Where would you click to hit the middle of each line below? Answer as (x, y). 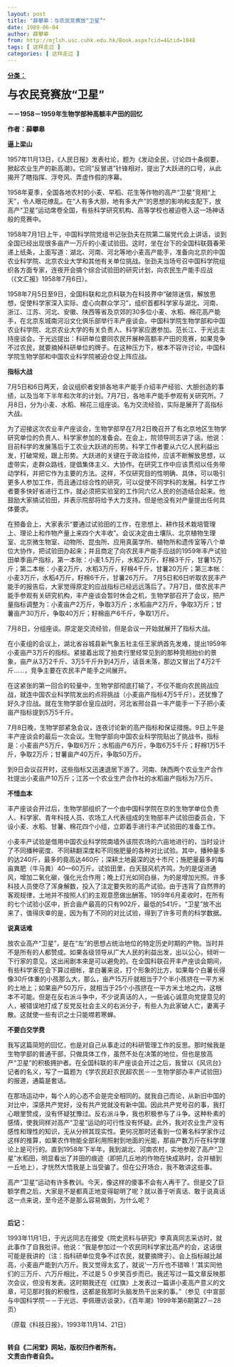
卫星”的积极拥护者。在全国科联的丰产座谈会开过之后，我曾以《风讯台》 (121, 1062)
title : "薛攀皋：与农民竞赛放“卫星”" (57, 21)
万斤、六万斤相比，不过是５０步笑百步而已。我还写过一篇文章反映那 (126, 1274)
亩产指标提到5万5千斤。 (42, 712)
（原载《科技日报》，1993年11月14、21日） (69, 1324)
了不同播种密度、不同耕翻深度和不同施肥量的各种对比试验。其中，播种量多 (116, 850)
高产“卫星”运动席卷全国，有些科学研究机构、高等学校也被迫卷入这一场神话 (116, 210)
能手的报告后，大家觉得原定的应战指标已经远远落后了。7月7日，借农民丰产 (117, 586)
